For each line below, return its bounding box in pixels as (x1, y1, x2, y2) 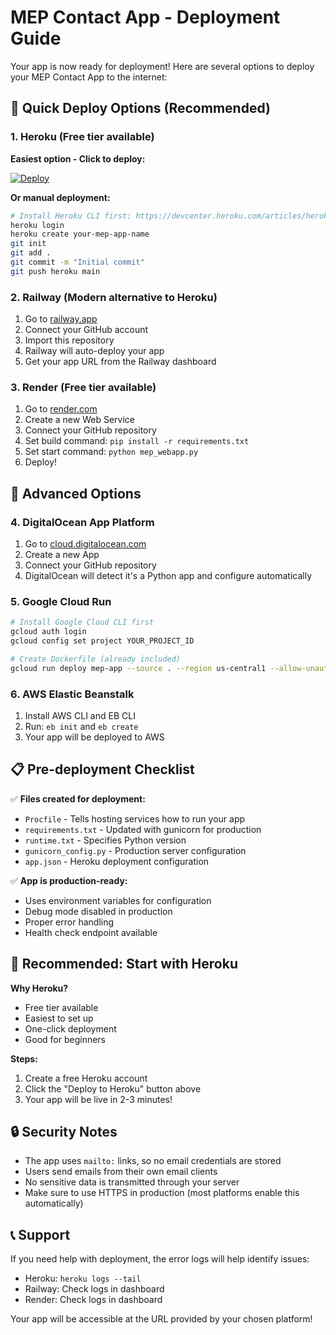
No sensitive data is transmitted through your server (24, 1176, 240, 1188)
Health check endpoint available (24, 926, 158, 938)
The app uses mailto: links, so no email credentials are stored (24, 1155, 282, 1167)
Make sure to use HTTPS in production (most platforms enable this (24, 1187, 300, 1199)
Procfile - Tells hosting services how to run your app (24, 812, 246, 825)
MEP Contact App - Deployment (10, 6, 281, 29)
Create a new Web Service (24, 414, 135, 426)
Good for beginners (24, 1033, 106, 1045)
